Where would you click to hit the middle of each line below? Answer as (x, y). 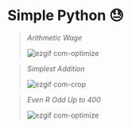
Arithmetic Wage (54, 38)
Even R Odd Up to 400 (64, 99)
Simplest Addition (56, 68)
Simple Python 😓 (66, 16)
